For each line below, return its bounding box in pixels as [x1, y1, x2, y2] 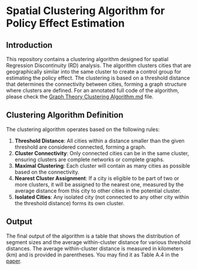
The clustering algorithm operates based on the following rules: [6, 125, 160, 133]
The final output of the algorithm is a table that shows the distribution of [6, 232, 181, 239]
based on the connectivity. [14, 168, 79, 175]
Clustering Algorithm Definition [6, 110, 123, 120]
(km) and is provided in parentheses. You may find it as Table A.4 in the [6, 251, 179, 258]
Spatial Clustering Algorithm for [6, 4, 165, 18]
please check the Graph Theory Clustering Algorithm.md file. [6, 93, 154, 100]
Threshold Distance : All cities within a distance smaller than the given [14, 137, 185, 144]
